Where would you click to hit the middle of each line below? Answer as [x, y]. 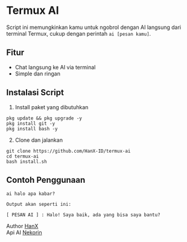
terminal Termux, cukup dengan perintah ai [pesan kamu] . [79, 33]
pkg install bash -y [32, 129]
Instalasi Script [35, 93]
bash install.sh [27, 161]
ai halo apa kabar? [31, 194]
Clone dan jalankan [39, 140]
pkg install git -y [31, 123]
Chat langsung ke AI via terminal [55, 67]
